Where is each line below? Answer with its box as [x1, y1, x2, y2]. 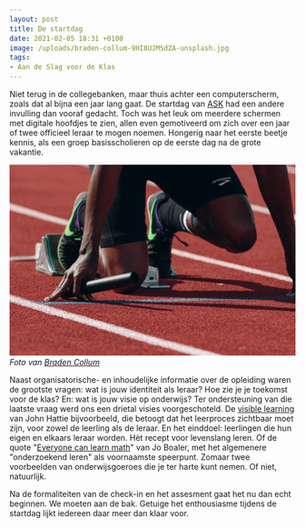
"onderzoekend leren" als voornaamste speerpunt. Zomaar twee [9, 451, 251, 463]
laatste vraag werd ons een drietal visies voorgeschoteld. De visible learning [9, 403, 295, 413]
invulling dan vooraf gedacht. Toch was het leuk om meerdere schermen [9, 108, 281, 118]
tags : [9, 53, 30, 63]
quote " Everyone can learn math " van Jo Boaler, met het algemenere [9, 442, 267, 453]
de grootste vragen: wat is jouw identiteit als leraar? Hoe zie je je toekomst [9, 384, 288, 394]
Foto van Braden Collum [9, 356, 100, 367]
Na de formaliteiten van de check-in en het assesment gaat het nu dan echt [9, 488, 292, 499]
